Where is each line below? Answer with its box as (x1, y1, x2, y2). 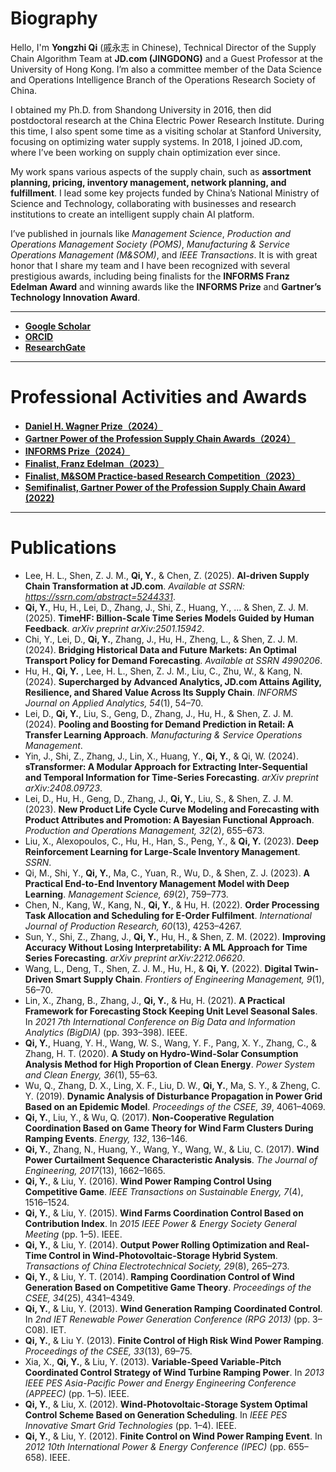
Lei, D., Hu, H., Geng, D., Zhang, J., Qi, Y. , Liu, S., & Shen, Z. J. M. (24, 792, 294, 804)
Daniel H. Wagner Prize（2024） (24, 420, 163, 432)
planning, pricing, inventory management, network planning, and (10, 176, 287, 188)
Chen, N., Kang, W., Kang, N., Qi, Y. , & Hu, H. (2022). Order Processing (24, 898, 320, 911)
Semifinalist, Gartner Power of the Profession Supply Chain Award (24, 481, 307, 493)
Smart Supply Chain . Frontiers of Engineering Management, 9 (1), (54, 973, 325, 985)
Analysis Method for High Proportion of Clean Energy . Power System (24, 1058, 316, 1070)
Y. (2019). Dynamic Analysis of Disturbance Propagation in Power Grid (24, 1090, 323, 1102)
